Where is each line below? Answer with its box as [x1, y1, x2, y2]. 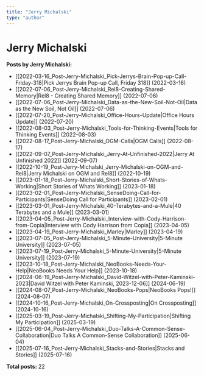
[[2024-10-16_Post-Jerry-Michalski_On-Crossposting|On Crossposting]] [15, 299, 197, 307]
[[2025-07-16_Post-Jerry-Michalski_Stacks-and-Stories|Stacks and [15, 345, 185, 352]
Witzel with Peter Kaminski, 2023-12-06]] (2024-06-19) [46, 280, 186, 287]
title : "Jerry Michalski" [6, 9, 72, 15]
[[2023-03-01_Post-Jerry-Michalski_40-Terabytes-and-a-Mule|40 [15, 202, 181, 210]
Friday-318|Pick [15, 79, 55, 87]
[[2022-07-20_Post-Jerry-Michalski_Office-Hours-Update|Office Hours [15, 112, 195, 119]
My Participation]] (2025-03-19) [15, 319, 96, 326]
